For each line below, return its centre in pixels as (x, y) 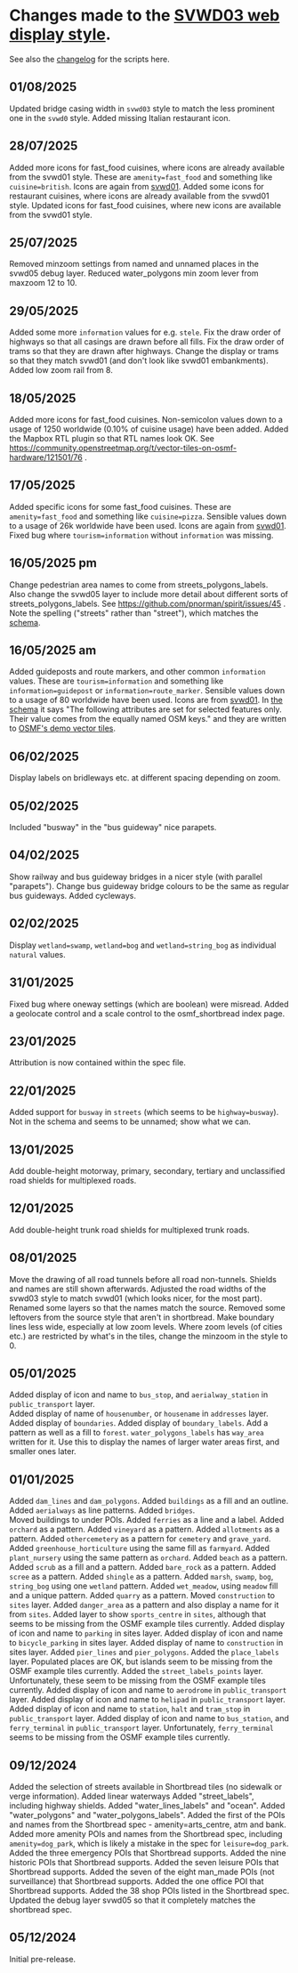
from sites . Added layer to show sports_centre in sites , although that (138, 1614)
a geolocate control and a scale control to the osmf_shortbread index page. (147, 1013)
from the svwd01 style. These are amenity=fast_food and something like (141, 177)
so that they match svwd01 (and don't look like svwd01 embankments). (139, 360)
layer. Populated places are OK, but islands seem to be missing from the (141, 1662)
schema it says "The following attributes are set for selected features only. (145, 709)
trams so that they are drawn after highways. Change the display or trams (144, 352)
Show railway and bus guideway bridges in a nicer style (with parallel (136, 877)
